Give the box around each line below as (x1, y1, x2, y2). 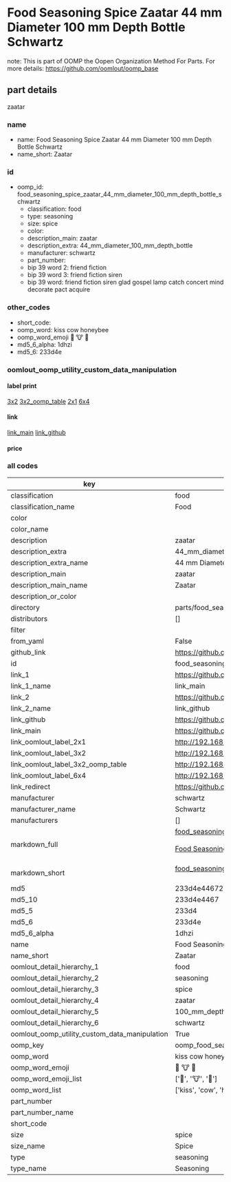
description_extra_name (10, 558, 88, 567)
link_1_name (10, 681, 52, 691)
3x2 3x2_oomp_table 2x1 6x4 (7, 397, 90, 405)
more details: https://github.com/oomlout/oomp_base (7, 64, 159, 72)
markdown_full (10, 839, 58, 849)
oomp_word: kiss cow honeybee (16, 325, 109, 334)
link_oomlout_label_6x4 (10, 771, 87, 780)
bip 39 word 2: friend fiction (27, 263, 107, 272)
